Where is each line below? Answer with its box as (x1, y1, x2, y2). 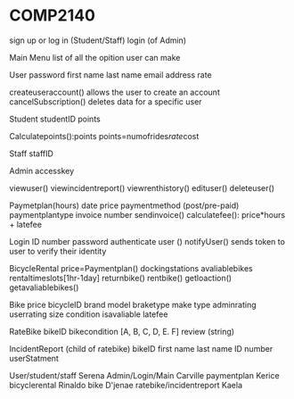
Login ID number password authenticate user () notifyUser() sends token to (9, 236, 285, 246)
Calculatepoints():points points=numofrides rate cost (9, 130, 200, 141)
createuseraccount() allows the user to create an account (9, 87, 220, 97)
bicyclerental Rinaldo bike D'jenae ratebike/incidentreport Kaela (9, 379, 243, 390)
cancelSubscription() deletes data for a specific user (9, 96, 202, 107)
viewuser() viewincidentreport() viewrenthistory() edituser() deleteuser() (9, 182, 274, 193)
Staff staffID (9, 148, 53, 159)
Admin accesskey (9, 165, 75, 176)
